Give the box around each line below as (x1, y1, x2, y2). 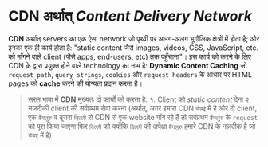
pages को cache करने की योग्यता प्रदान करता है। (8, 79, 143, 88)
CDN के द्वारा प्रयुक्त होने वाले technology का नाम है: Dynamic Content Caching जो (8, 60, 247, 70)
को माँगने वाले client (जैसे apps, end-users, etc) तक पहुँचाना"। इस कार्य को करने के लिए (8, 52, 251, 61)
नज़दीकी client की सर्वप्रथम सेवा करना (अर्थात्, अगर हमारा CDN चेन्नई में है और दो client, (27, 103, 258, 113)
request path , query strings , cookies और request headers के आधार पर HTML (8, 69, 253, 79)
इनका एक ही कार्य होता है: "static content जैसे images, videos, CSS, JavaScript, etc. (8, 43, 259, 52)
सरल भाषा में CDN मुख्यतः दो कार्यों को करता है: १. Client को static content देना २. (27, 95, 252, 104)
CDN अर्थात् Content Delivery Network (8, 7, 253, 25)
